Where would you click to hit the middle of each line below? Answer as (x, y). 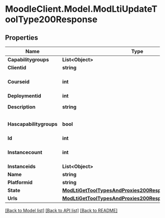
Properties (22, 38)
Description (22, 107)
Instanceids (22, 166)
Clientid (17, 68)
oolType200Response (51, 19)
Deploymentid (25, 96)
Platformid (20, 182)
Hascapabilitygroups (33, 124)
